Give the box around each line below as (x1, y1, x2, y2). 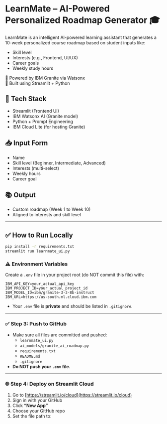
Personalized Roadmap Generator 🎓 (5, 14, 160, 26)
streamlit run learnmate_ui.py (5, 249, 70, 254)
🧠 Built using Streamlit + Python (5, 80, 70, 86)
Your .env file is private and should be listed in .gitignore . (12, 303, 133, 309)
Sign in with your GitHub (12, 397, 63, 403)
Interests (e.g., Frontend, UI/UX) (12, 54, 78, 60)
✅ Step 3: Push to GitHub (5, 320, 67, 327)
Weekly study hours (12, 65, 54, 71)
